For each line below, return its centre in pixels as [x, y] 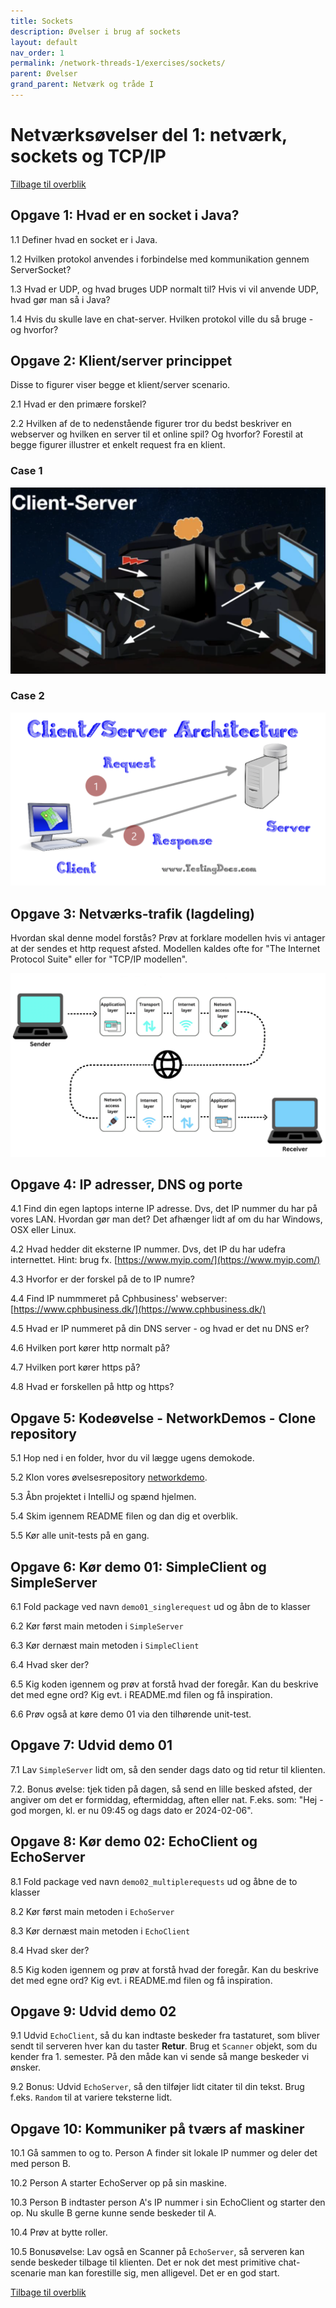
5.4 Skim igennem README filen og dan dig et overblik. [124, 1516]
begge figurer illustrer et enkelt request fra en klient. [118, 445]
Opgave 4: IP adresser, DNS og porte [126, 1184]
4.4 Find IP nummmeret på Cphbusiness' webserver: [119, 1299]
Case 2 [27, 696]
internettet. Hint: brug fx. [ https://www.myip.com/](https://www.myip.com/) [165, 1260]
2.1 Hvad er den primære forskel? [78, 404]
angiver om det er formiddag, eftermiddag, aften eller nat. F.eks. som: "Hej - [167, 1799]
